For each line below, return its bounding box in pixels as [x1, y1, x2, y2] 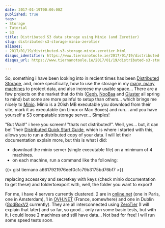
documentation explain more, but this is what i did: [5, 137, 107, 143]
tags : [5, 16, 16, 21]
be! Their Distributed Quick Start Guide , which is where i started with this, [5, 127, 154, 133]
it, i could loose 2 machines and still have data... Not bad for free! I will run [5, 212, 155, 218]
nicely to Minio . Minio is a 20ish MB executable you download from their [5, 101, 151, 107]
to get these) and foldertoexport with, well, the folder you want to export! [5, 182, 153, 188]
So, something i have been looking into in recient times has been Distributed [5, 75, 159, 81]
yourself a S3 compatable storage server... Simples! [5, 112, 110, 118]
